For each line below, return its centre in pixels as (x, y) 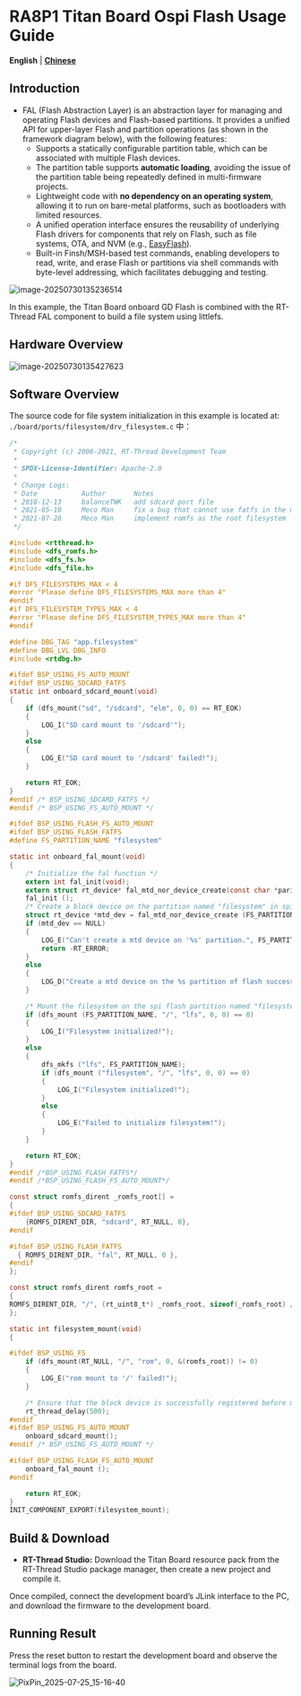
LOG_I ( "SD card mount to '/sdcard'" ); (114, 725)
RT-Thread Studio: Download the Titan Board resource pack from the (150, 1560)
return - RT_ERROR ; (76, 948)
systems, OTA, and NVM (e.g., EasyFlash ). (114, 243)
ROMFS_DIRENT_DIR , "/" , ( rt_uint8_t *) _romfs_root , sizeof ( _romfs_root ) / (152, 1304)
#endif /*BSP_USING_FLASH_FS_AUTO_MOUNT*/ (90, 1181)
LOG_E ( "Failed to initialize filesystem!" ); (142, 1123)
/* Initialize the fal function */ (92, 873)
